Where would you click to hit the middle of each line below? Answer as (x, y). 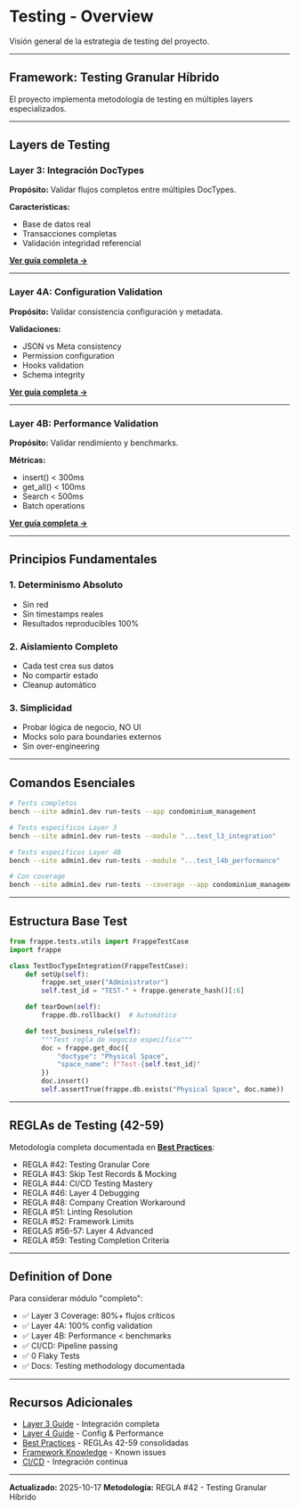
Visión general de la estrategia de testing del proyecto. (109, 41)
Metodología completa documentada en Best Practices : (112, 1147)
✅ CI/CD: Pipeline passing (70, 1346)
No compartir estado (60, 676)
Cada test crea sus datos (68, 666)
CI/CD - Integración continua (75, 1462)
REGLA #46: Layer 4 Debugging (81, 1192)
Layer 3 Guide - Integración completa (91, 1424)
